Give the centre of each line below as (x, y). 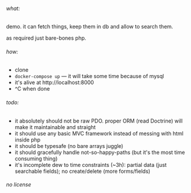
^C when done (32, 89)
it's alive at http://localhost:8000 (54, 82)
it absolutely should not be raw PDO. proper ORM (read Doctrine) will (99, 121)
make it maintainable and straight (55, 127)
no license (19, 185)
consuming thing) (36, 158)
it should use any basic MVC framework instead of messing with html (99, 133)
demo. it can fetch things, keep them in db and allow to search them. (90, 27)
